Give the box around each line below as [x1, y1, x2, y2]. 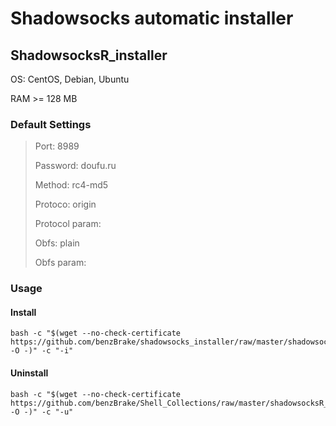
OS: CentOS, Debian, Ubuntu [10, 73, 130, 85]
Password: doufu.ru [34, 160, 117, 172]
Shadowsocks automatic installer [10, 7, 294, 30]
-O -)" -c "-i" [10, 346, 74, 356]
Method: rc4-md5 [34, 179, 109, 191]
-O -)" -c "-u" [10, 407, 74, 417]
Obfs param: [34, 257, 87, 269]
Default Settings [10, 117, 92, 131]
